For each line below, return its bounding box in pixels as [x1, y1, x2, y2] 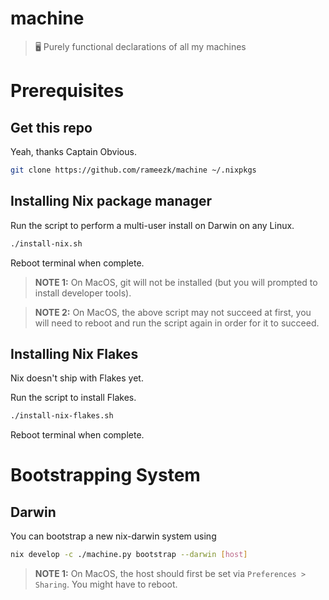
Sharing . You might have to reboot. [34, 578, 178, 591]
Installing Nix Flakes [10, 345, 139, 362]
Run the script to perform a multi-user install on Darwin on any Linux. [10, 219, 295, 231]
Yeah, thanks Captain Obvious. [10, 145, 137, 157]
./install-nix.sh [10, 238, 83, 249]
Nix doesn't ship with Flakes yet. [10, 372, 144, 384]
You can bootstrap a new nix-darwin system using [10, 530, 217, 542]
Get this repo [10, 119, 93, 136]
